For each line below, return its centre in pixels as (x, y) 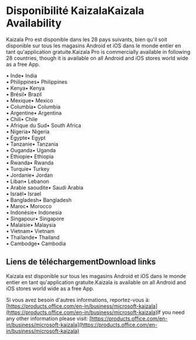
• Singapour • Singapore (35, 218)
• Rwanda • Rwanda (30, 163)
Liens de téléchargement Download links (81, 262)
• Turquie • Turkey (28, 169)
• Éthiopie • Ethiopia (30, 156)
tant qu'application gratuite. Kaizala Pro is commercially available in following (98, 51)
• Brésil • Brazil (24, 94)
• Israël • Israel (24, 194)
